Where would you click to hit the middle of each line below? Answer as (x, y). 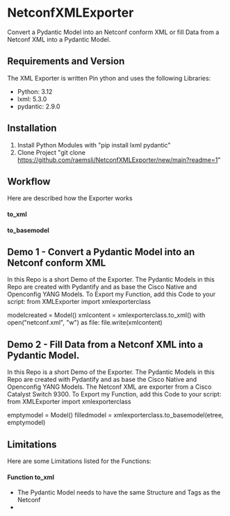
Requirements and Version (66, 62)
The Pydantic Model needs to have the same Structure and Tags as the (119, 492)
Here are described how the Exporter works (70, 198)
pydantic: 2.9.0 (39, 106)
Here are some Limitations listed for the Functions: (79, 461)
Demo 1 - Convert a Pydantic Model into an (101, 252)
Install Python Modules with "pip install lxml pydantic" (94, 145)
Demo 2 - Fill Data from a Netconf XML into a (105, 345)
